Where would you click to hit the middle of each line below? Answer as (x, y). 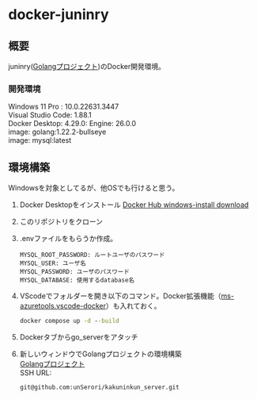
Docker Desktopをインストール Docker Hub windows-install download (134, 205)
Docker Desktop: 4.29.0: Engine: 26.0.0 (72, 124)
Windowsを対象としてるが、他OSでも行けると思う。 (94, 188)
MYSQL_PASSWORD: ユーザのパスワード (75, 272)
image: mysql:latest (40, 140)
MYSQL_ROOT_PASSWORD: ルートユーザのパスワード (92, 255)
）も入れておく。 (133, 306)
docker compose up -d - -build (70, 321)
